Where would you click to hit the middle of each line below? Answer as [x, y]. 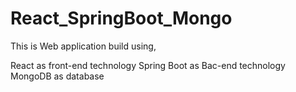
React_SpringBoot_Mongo [121, 18]
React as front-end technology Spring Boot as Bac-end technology [148, 65]
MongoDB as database [57, 76]
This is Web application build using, [83, 46]
